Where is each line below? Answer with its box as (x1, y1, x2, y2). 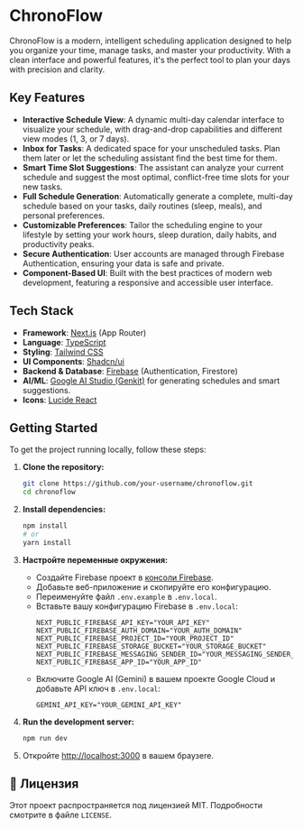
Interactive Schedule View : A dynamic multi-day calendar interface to (22, 114, 285, 124)
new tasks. (22, 181, 63, 192)
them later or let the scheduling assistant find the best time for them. (22, 152, 278, 163)
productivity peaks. (22, 238, 95, 249)
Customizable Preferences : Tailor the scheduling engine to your (22, 219, 263, 230)
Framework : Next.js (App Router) (22, 327, 147, 338)
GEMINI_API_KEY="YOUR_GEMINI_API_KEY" (35, 700, 182, 709)
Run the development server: (22, 716, 135, 727)
